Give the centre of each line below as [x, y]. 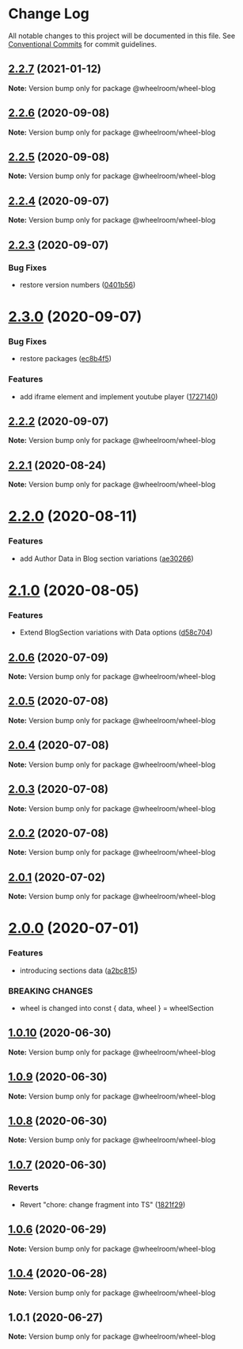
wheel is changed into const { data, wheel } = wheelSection [117, 1008]
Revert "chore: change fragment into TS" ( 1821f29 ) [103, 1205]
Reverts [24, 1187]
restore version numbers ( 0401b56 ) [78, 284]
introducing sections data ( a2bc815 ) [78, 970]
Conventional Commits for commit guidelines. [82, 44]
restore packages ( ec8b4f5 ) [66, 359]
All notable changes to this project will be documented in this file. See [122, 36]
